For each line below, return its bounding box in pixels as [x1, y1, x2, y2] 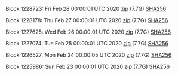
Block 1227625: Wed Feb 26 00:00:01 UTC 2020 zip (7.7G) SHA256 [5, 28, 171, 35]
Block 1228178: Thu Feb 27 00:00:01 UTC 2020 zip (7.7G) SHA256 [5, 17, 168, 23]
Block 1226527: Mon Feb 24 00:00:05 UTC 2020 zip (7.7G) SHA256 [5, 51, 172, 59]
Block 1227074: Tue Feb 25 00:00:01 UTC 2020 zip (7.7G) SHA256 [5, 40, 168, 47]
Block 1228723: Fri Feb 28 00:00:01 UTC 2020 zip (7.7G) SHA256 [5, 5, 167, 12]
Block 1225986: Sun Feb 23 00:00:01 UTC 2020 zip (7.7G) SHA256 [5, 63, 170, 70]
